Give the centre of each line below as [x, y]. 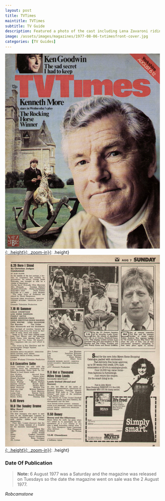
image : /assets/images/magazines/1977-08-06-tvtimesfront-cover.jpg [77, 36]
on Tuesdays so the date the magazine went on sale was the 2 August [88, 479]
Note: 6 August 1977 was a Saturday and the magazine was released [87, 474]
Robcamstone [19, 494]
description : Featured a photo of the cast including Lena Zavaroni [77, 31]
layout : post [18, 10]
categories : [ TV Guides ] [30, 42]
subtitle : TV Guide [25, 26]
